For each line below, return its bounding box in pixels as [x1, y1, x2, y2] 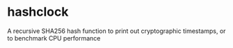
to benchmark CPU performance [7, 34, 101, 42]
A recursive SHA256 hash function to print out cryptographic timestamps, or [7, 27, 226, 35]
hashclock [7, 4, 69, 20]
